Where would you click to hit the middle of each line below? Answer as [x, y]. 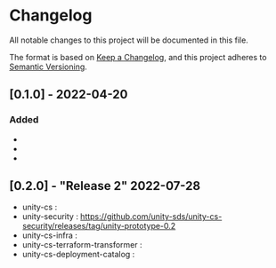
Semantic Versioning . [48, 67]
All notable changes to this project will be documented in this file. [129, 40]
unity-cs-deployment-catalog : [78, 255]
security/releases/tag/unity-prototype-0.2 [99, 226]
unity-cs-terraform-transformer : [82, 245]
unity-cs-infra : [50, 235]
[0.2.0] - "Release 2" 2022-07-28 [105, 186]
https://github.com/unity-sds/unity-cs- [151, 217]
